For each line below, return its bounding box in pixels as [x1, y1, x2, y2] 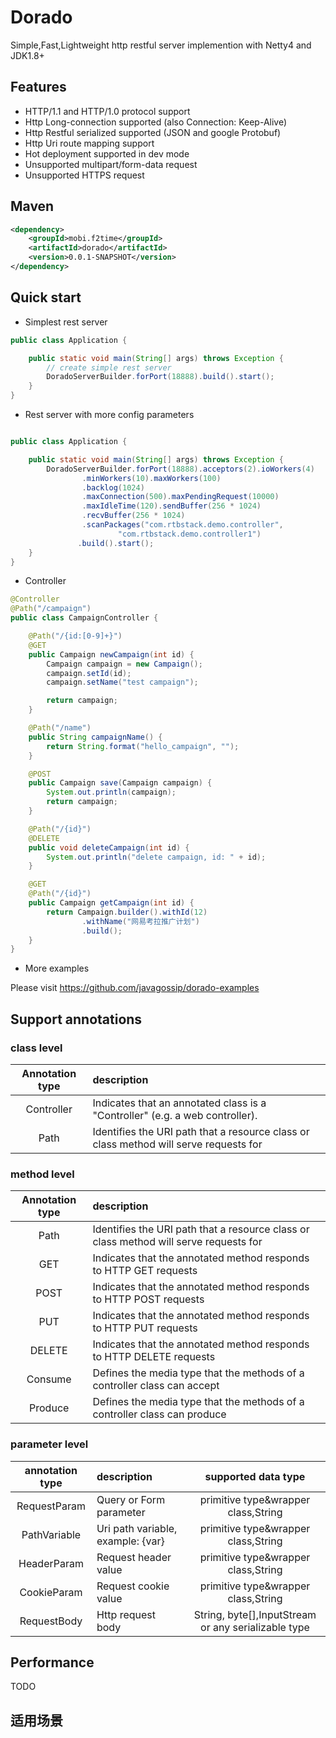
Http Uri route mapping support [24, 137, 155, 149]
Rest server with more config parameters [24, 409, 195, 420]
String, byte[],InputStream [193, 1607, 317, 1621]
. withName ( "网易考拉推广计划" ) [81, 916, 200, 926]
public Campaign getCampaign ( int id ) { [28, 898, 195, 908]
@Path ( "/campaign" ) [10, 604, 92, 614]
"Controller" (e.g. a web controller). [92, 1108, 258, 1122]
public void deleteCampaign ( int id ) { [28, 842, 190, 853]
